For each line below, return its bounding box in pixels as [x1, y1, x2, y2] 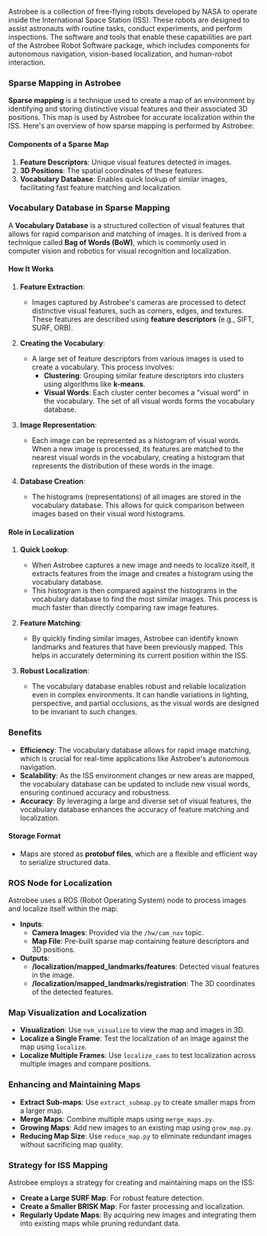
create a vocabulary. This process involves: [31, 362, 175, 372]
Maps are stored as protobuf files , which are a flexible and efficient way [19, 849, 257, 859]
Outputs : [19, 954, 50, 962]
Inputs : [19, 919, 44, 929]
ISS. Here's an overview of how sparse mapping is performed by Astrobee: [8, 121, 254, 131]
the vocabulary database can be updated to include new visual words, [19, 779, 251, 788]
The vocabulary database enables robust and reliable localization [31, 681, 246, 691]
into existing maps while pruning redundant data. [19, 1218, 181, 1228]
